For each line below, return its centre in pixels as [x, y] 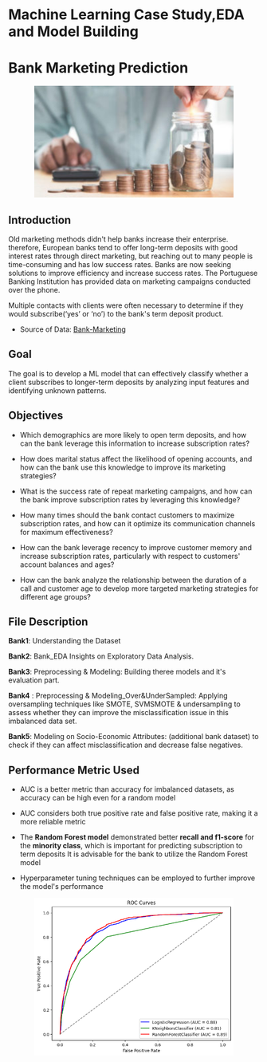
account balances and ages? [67, 564]
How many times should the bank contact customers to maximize [127, 515]
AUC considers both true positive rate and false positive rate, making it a [139, 813]
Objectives [36, 416]
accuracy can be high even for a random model [98, 798]
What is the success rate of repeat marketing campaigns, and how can [136, 491]
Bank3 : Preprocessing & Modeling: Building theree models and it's [117, 672]
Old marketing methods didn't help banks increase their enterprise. [118, 239]
